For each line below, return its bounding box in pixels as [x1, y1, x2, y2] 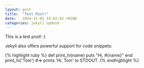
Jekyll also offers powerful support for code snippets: [5, 43, 112, 49]
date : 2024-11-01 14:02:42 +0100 [5, 16, 77, 21]
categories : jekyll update [5, 20, 60, 26]
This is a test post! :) [5, 34, 46, 40]
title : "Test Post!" [5, 12, 49, 16]
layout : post [5, 7, 32, 12]
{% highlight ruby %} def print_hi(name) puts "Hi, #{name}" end [5, 53, 133, 58]
